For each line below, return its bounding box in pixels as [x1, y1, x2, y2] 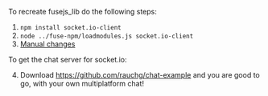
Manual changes [19, 39, 76, 49]
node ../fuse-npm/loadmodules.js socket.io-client [19, 32, 194, 40]
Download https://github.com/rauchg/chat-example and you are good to [19, 70, 260, 79]
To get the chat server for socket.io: [8, 55, 127, 64]
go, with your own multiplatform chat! [19, 79, 145, 88]
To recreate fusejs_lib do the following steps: [8, 7, 157, 16]
